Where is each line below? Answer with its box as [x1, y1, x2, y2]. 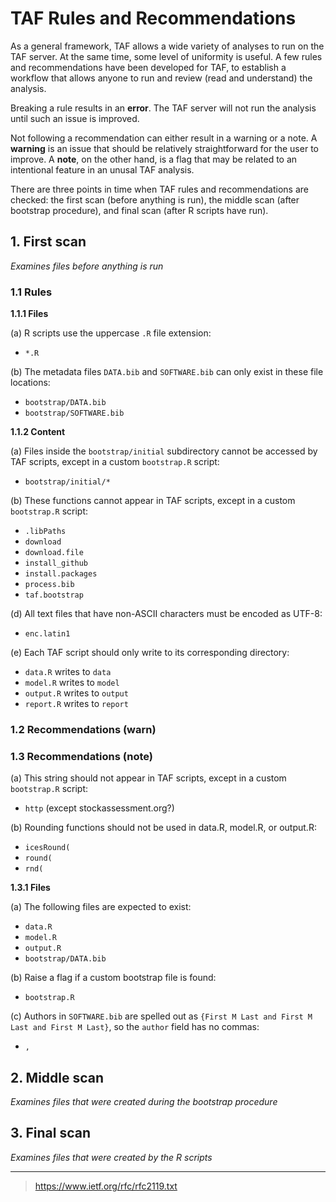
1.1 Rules [10, 285, 53, 299]
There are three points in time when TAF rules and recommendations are [10, 183, 310, 195]
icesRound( [24, 843, 71, 853]
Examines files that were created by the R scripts [10, 1151, 213, 1163]
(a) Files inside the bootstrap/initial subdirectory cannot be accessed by [10, 445, 318, 457]
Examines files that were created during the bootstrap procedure [10, 1096, 278, 1108]
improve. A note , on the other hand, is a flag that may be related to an [10, 153, 298, 165]
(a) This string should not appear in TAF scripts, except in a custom [10, 772, 287, 784]
